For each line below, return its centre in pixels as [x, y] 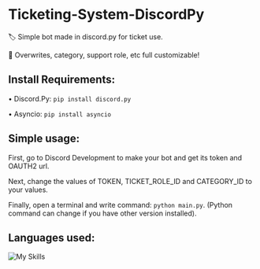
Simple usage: [44, 139]
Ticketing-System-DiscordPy [106, 15]
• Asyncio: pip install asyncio [60, 114]
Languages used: [52, 238]
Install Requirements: [62, 80]
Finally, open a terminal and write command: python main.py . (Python [121, 205]
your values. [28, 190]
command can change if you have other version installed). [102, 213]
